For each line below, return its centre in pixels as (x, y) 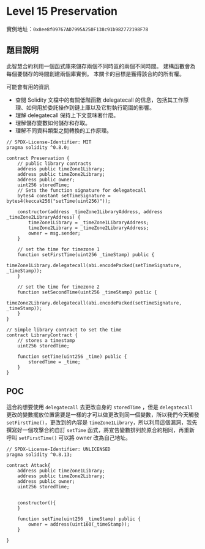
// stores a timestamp (46, 340)
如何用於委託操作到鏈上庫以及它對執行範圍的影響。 (90, 107)
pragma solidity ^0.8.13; (39, 455)
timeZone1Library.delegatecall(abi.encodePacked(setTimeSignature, (94, 265)
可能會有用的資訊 (28, 86)
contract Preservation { (38, 158)
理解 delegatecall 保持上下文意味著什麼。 (67, 115)
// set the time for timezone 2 (58, 287)
